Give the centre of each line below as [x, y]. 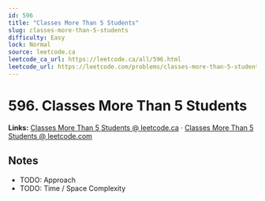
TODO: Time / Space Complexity [73, 188]
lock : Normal [30, 45]
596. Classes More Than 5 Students [128, 105]
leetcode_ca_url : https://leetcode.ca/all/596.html [95, 60]
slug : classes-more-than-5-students [68, 30]
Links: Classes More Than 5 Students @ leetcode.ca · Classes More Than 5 [131, 128]
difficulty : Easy [37, 37]
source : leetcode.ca [42, 52]
